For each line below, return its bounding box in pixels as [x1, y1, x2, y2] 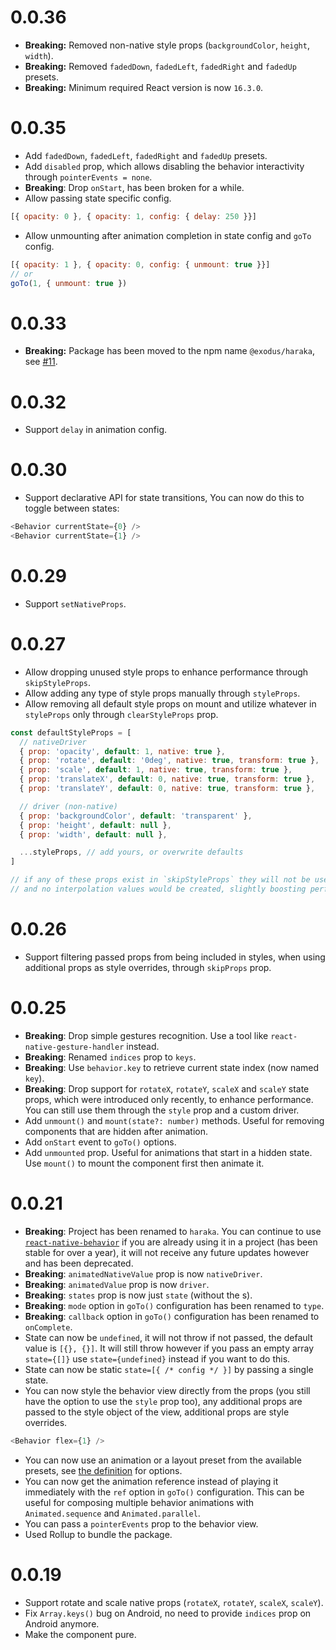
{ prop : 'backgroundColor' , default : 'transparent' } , [19, 811, 253, 821]
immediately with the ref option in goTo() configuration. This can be [24, 1486, 305, 1498]
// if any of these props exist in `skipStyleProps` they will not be [10, 875, 311, 885]
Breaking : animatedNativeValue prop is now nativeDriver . [24, 1267, 263, 1280]
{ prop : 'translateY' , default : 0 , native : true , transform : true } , [19, 784, 316, 794]
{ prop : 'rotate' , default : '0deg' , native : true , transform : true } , [19, 756, 320, 766]
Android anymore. [24, 1617, 100, 1630]
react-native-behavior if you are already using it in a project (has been [24, 1236, 318, 1248]
